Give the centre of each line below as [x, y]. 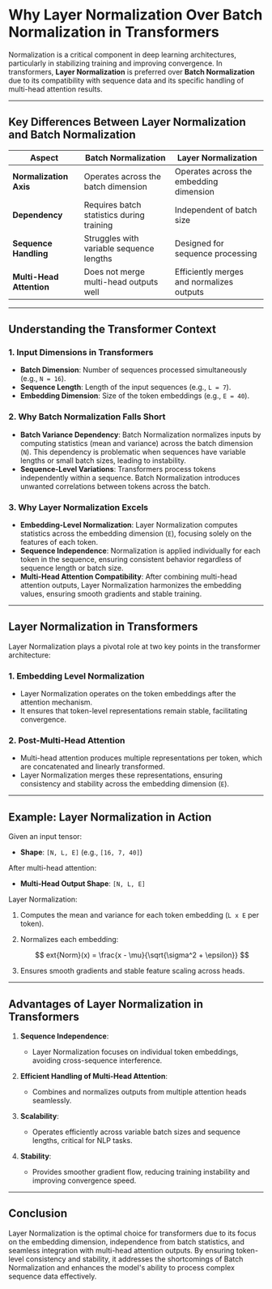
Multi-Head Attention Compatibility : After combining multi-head [128, 576]
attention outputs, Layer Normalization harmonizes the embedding [131, 585]
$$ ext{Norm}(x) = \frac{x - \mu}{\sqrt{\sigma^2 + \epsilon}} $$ [142, 955]
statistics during [115, 215]
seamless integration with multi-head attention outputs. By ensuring [121, 1250]
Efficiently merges [209, 272]
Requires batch [113, 204]
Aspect [44, 157]
